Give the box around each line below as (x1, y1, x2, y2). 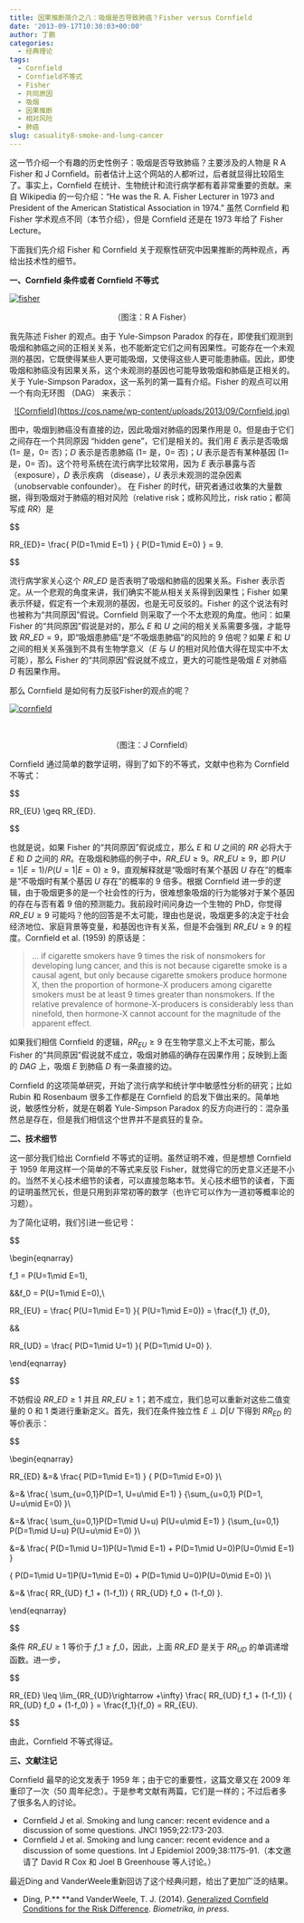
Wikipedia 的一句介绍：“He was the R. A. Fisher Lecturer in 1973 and (19, 191, 275, 202)
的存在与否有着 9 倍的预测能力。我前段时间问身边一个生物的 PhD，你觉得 (9, 898, 282, 909)
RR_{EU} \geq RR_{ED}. (9, 805, 97, 816)
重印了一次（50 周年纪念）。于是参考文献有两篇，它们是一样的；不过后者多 (9, 1785, 288, 1797)
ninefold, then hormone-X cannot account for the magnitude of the (31, 1008, 281, 1019)
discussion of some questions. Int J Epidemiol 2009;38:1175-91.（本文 (22, 1845, 284, 1856)
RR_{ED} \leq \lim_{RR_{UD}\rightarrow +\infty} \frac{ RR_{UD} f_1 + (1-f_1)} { (9, 1690, 292, 1701)
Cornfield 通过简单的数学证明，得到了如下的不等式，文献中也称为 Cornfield (9, 758, 290, 770)
